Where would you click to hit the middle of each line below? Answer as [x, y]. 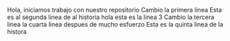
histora [17, 31]
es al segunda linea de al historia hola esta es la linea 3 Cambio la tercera [111, 17]
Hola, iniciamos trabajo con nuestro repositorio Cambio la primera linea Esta [115, 10]
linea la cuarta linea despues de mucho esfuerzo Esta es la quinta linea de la [115, 24]
